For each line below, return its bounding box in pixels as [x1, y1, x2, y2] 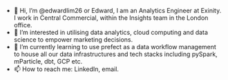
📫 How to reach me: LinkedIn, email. [13, 65, 120, 73]
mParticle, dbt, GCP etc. [13, 57, 83, 65]
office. [13, 21, 32, 29]
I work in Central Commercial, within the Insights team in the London [13, 14, 209, 22]
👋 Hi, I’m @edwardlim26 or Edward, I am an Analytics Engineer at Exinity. [13, 7, 222, 14]
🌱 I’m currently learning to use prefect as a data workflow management [13, 43, 216, 51]
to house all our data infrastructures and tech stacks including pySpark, [13, 50, 218, 58]
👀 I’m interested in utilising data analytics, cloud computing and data [13, 28, 209, 36]
